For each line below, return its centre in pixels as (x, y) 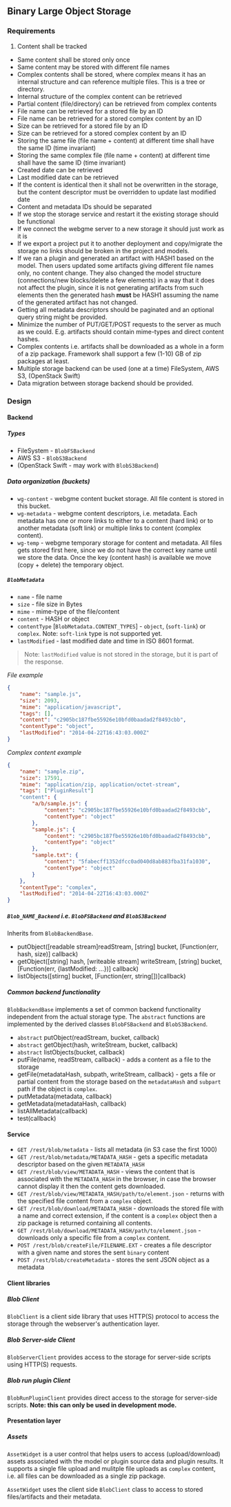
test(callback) (37, 1118)
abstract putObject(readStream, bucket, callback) (88, 1038)
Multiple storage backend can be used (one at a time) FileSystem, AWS (118, 368)
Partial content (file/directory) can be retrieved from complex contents (117, 104)
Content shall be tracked (52, 46)
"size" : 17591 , (41, 778)
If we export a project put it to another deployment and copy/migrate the (120, 243)
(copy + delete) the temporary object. (70, 565)
